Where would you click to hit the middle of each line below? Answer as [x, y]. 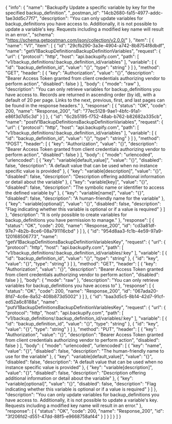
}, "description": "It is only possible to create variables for [66, 215]
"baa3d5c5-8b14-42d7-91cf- [134, 296]
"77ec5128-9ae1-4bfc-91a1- [112, 111]
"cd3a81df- [145, 226]
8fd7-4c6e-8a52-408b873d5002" [42, 296]
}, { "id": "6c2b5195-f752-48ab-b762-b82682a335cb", [104, 117]
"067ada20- [146, 291]
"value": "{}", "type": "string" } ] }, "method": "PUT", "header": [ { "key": [81, 329]
